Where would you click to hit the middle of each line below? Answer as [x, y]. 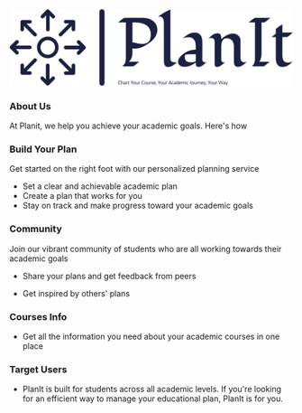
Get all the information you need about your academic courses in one [151, 337]
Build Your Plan [43, 149]
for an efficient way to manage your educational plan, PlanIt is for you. [153, 399]
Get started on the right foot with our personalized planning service [134, 169]
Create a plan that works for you [82, 196]
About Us [30, 106]
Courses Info [38, 316]
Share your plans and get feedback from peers [109, 276]
